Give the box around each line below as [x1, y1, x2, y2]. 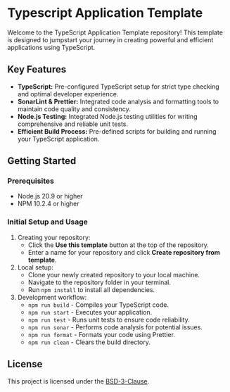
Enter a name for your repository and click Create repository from [27, 248, 220, 256]
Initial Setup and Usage [7, 217, 88, 227]
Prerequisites [7, 176, 54, 186]
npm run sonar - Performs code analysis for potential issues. [27, 322, 203, 331]
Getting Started [7, 155, 77, 167]
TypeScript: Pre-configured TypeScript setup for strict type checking [17, 82, 219, 91]
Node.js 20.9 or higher [17, 192, 83, 201]
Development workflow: [17, 293, 87, 301]
